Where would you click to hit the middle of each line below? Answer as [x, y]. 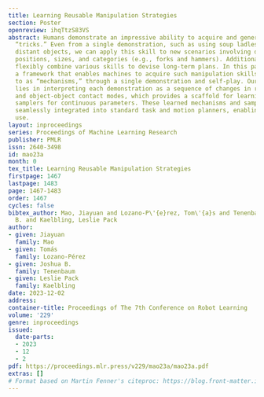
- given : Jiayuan [37, 235]
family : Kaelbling [46, 286]
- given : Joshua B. [40, 264]
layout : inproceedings [45, 125]
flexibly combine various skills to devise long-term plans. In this [131, 67]
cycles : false [31, 205]
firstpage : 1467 [35, 176]
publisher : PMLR [35, 140]
